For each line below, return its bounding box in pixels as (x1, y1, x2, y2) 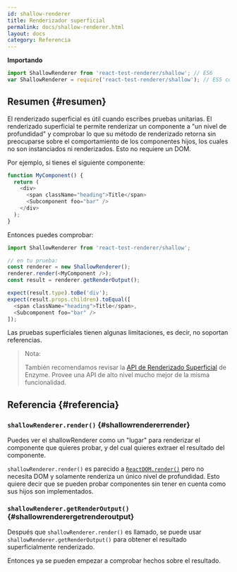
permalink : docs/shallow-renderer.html (7, 23, 125, 30)
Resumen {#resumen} (7, 96, 107, 108)
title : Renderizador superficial (7, 17, 106, 24)
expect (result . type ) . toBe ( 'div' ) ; (7, 290, 109, 297)
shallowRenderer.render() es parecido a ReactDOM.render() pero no (7, 465, 205, 473)
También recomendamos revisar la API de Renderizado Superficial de (24, 363, 227, 371)
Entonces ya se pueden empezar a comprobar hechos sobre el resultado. (7, 556, 221, 565)
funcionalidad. (24, 379, 67, 387)
